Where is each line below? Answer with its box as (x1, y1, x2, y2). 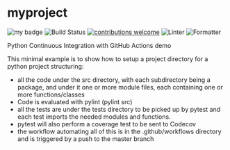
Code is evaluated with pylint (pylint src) (17, 97, 133, 106)
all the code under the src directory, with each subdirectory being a (17, 75, 211, 84)
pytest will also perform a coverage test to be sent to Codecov (17, 119, 197, 128)
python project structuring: (7, 62, 84, 70)
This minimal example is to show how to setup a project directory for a (7, 54, 208, 63)
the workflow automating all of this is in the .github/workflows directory (17, 127, 222, 135)
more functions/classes (17, 90, 85, 99)
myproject (7, 5, 68, 21)
